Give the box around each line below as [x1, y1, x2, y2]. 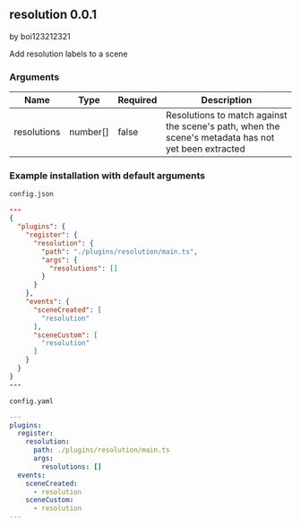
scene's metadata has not [165, 132, 275, 144]
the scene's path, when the [165, 120, 280, 133]
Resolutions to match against [165, 109, 288, 122]
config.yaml [9, 396, 54, 406]
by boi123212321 [9, 30, 71, 41]
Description [201, 94, 253, 107]
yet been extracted [165, 143, 245, 155]
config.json [9, 190, 54, 199]
